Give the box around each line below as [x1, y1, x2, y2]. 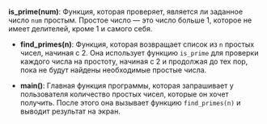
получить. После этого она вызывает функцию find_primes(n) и [19, 98, 241, 107]
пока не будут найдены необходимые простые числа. [19, 65, 207, 75]
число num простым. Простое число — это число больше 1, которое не [8, 15, 252, 25]
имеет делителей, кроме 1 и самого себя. [8, 24, 153, 33]
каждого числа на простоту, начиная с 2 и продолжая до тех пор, [19, 56, 248, 66]
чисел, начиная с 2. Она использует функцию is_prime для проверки [19, 48, 259, 57]
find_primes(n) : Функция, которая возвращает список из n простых [19, 39, 255, 49]
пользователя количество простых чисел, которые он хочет [19, 89, 229, 99]
